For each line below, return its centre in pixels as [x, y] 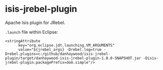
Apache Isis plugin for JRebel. [35, 23]
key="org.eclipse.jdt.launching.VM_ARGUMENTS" [66, 45]
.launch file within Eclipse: [32, 32]
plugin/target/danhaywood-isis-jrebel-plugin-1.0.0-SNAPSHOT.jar [73, 58]
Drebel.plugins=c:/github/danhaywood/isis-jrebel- [58, 54]
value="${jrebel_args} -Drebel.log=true [60, 49]
